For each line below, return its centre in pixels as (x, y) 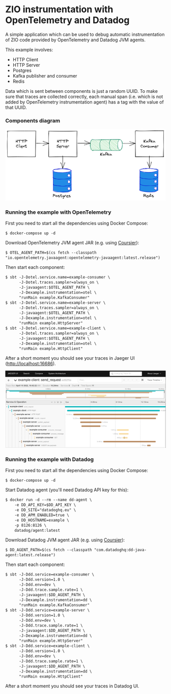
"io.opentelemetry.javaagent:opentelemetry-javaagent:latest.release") (83, 258)
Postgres (22, 70)
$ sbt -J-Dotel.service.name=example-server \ (55, 303)
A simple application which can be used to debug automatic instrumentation (85, 34)
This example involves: (29, 49)
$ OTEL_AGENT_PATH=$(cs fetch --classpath (51, 253)
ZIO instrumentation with (59, 9)
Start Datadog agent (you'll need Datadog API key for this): (67, 490)
